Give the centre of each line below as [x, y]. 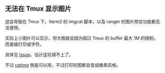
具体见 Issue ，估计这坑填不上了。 [39, 54]
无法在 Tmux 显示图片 [38, 9]
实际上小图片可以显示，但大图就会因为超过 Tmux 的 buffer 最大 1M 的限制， [82, 38]
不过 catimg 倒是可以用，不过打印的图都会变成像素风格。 [63, 65]
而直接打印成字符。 [25, 44]
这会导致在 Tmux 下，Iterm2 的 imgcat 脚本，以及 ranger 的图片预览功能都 [81, 22]
